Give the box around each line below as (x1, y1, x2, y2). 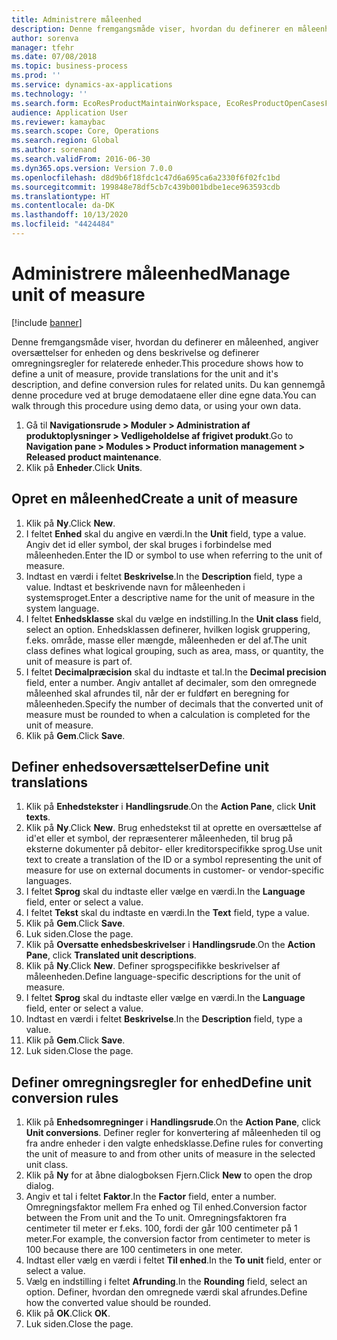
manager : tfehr (11, 42, 75, 53)
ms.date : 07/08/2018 (11, 52, 98, 62)
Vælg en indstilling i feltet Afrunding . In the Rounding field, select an (25, 1276, 308, 1288)
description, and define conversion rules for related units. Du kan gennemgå (11, 378, 326, 390)
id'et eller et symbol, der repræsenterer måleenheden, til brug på (25, 832, 293, 845)
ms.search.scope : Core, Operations (11, 126, 160, 136)
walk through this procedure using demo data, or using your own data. (11, 399, 302, 411)
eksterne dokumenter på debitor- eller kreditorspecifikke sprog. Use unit (25, 843, 323, 855)
